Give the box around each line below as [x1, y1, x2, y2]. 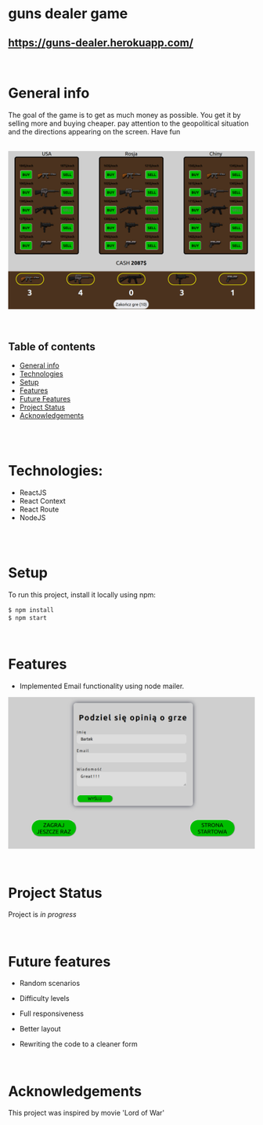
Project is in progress [8, 910, 77, 919]
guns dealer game [8, 5, 128, 23]
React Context [19, 497, 66, 506]
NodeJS [19, 513, 46, 522]
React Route [19, 504, 59, 515]
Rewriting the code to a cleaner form [19, 1039, 139, 1049]
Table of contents [8, 339, 95, 354]
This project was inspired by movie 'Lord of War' [8, 1109, 165, 1118]
